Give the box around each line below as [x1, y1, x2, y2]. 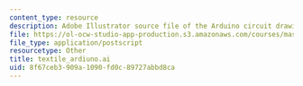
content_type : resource [9, 13, 99, 22]
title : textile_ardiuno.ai [9, 55, 111, 64]
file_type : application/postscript [9, 38, 143, 47]
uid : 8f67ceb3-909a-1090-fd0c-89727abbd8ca [9, 64, 176, 73]
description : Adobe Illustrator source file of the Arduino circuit [9, 21, 272, 30]
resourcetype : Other [9, 47, 87, 56]
